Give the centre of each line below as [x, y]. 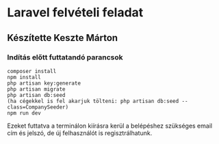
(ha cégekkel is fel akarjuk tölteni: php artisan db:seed [93, 101]
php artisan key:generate [44, 83]
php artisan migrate [37, 89]
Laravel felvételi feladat [75, 13]
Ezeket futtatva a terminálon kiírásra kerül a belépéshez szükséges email [110, 126]
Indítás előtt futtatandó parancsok [65, 57]
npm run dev [24, 113]
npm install [24, 77]
